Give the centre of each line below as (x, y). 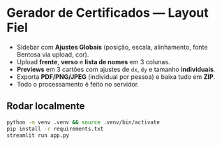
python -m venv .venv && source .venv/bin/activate (83, 122)
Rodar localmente (46, 106)
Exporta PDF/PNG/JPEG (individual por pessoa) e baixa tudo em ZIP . (116, 76)
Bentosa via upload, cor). (53, 54)
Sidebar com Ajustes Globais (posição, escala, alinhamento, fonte (112, 47)
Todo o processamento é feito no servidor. (78, 84)
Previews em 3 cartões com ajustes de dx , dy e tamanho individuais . (116, 69)
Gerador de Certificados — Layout (108, 13)
